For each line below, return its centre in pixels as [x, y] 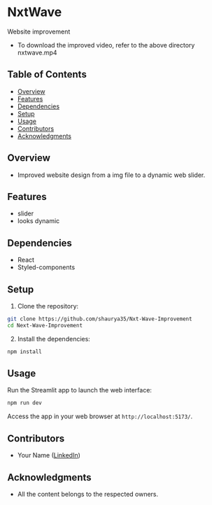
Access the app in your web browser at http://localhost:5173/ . [100, 416]
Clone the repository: [48, 306]
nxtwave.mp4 [37, 52]
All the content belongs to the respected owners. [88, 494]
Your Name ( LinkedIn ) [49, 455]
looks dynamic [38, 221]
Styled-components [46, 267]
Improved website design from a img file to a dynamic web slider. [111, 175]
